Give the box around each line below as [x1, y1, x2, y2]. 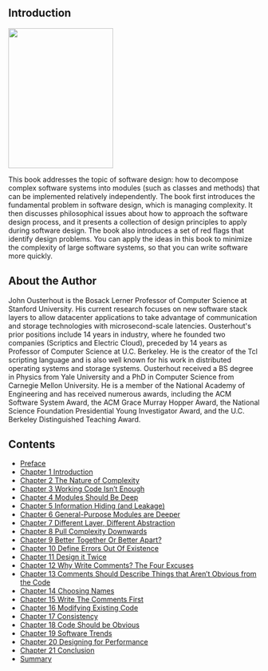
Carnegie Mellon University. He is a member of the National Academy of [8, 380, 246, 390]
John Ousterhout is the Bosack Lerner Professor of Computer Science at [8, 295, 247, 305]
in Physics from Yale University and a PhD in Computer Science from [8, 372, 235, 381]
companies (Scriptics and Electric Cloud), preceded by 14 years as [8, 337, 227, 347]
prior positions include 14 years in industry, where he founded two [8, 330, 226, 339]
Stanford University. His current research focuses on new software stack [8, 304, 248, 314]
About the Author [8, 274, 97, 288]
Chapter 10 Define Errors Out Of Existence [19, 544, 160, 553]
